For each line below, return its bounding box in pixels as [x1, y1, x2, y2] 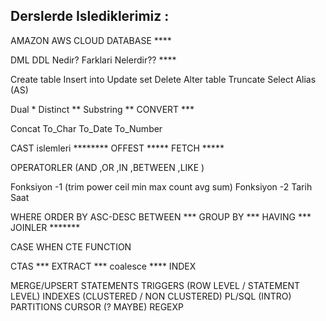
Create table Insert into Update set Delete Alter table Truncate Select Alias [10, 73, 317, 85]
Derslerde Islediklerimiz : [10, 8, 170, 25]
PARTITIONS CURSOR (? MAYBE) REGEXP [10, 300, 185, 313]
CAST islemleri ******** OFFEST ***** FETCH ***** [10, 142, 225, 154]
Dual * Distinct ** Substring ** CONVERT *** [10, 103, 195, 115]
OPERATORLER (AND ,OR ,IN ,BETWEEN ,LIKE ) [10, 161, 205, 173]
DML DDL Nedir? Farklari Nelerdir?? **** [10, 54, 177, 66]
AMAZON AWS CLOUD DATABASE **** [10, 34, 172, 46]
